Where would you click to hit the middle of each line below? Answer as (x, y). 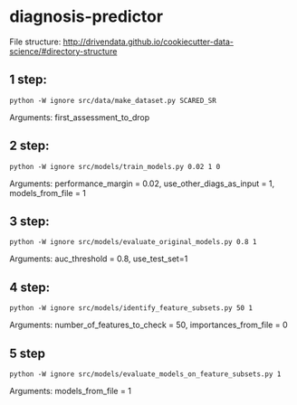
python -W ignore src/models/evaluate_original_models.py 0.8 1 (133, 242)
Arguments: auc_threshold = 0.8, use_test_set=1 (99, 259)
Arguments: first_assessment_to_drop (80, 117)
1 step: (29, 80)
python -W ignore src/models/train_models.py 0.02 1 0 (115, 166)
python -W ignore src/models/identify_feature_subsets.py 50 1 (131, 308)
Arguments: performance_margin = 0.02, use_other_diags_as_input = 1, (142, 184)
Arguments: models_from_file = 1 (70, 391)
